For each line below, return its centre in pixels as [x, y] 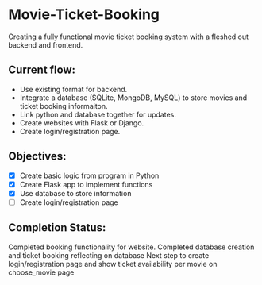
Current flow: [42, 70]
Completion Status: [57, 228]
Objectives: [37, 156]
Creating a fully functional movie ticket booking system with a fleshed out [128, 37]
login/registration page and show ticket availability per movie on [113, 264]
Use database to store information [75, 193]
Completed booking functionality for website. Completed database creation [131, 247]
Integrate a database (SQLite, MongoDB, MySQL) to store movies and [133, 98]
